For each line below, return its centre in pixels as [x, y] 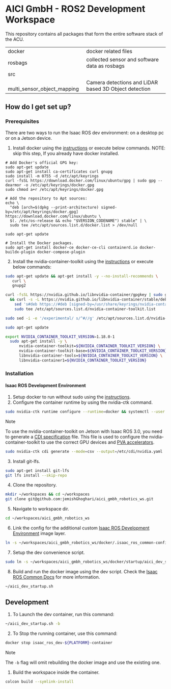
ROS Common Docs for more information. [56, 577]
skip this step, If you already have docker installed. [66, 153]
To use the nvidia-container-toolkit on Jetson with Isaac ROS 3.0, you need [84, 431]
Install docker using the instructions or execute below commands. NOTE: [89, 148]
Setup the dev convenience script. [49, 552]
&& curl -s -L [25, 300]
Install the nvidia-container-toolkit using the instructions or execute [83, 261]
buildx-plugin [20, 252]
